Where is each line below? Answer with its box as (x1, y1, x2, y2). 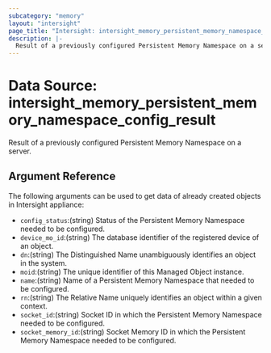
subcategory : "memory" (8, 11, 85, 20)
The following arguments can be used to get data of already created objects (8, 191, 261, 200)
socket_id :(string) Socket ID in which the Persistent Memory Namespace (19, 309, 262, 319)
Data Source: (8, 77, 98, 95)
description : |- (8, 34, 63, 43)
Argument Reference (8, 170, 116, 183)
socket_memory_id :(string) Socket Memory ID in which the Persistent (19, 326, 246, 336)
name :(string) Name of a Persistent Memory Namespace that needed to (19, 275, 255, 285)
